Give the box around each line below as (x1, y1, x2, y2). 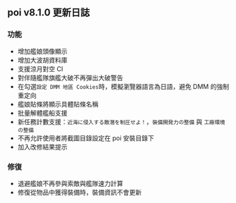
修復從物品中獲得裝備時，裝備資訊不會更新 (17, 187, 142, 196)
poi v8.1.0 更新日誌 (7, 6, 90, 19)
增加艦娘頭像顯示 (17, 47, 68, 55)
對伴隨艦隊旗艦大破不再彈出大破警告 (17, 73, 124, 82)
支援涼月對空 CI (17, 64, 64, 73)
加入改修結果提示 (17, 142, 68, 151)
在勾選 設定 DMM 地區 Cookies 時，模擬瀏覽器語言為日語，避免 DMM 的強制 (17, 82, 230, 90)
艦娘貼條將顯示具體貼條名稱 (17, 99, 99, 108)
